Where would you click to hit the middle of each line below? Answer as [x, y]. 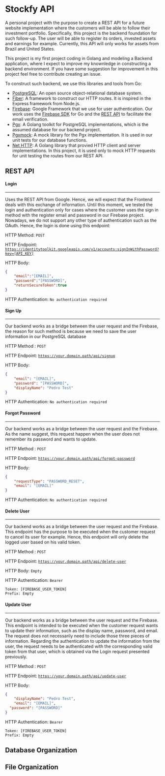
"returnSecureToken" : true [41, 285]
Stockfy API [30, 9]
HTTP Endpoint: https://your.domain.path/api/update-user [66, 676]
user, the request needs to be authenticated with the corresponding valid [79, 646]
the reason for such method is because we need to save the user [71, 331]
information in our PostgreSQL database [46, 337]
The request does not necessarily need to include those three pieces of [77, 636]
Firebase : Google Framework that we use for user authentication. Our [82, 109]
